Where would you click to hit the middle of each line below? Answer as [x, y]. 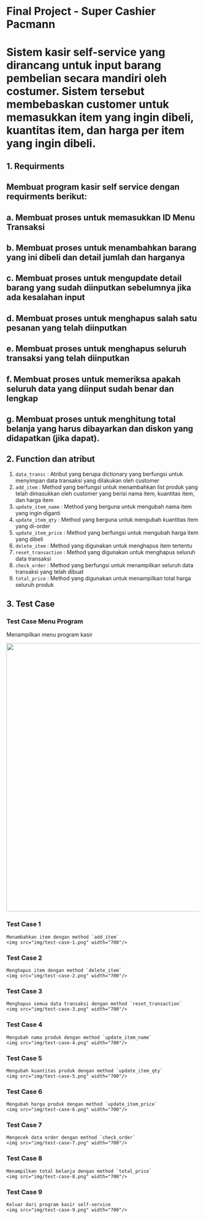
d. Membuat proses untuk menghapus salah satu [102, 318]
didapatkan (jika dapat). [53, 438]
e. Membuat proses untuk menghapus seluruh [97, 349]
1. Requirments [36, 166]
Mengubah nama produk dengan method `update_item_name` [79, 1037]
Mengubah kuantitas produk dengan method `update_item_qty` [85, 1071]
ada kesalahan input [46, 298]
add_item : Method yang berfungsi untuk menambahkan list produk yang [106, 487]
